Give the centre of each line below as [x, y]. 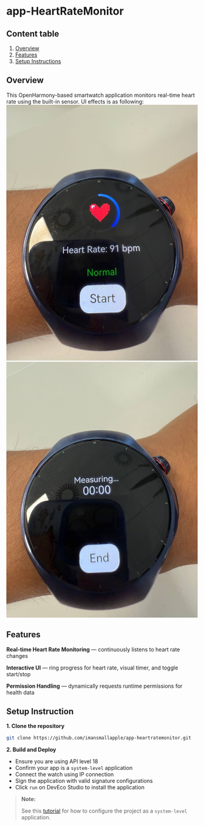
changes [17, 655]
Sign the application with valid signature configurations [84, 781]
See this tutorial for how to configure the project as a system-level [104, 811]
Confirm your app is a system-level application [74, 768]
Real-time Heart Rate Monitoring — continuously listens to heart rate [93, 649]
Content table [33, 34]
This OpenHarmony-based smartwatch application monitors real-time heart [101, 95]
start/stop [19, 674]
